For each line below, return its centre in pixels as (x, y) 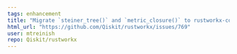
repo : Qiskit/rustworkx (42, 40)
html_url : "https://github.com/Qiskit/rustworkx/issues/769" (99, 27)
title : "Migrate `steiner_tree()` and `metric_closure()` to (99, 20)
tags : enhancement (34, 14)
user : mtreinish (31, 33)
